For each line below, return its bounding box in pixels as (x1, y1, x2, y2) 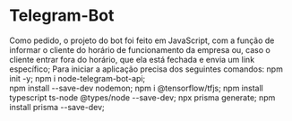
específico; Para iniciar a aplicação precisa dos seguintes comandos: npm (9, 64, 284, 74)
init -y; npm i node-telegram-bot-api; (9, 73, 146, 83)
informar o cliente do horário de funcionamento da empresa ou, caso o (9, 44, 271, 55)
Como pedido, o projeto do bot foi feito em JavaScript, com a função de (9, 35, 275, 46)
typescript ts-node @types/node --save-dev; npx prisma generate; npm (9, 91, 276, 103)
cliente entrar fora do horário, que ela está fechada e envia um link (9, 54, 255, 65)
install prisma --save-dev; (9, 101, 105, 112)
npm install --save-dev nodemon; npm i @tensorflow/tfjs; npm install (9, 82, 264, 93)
